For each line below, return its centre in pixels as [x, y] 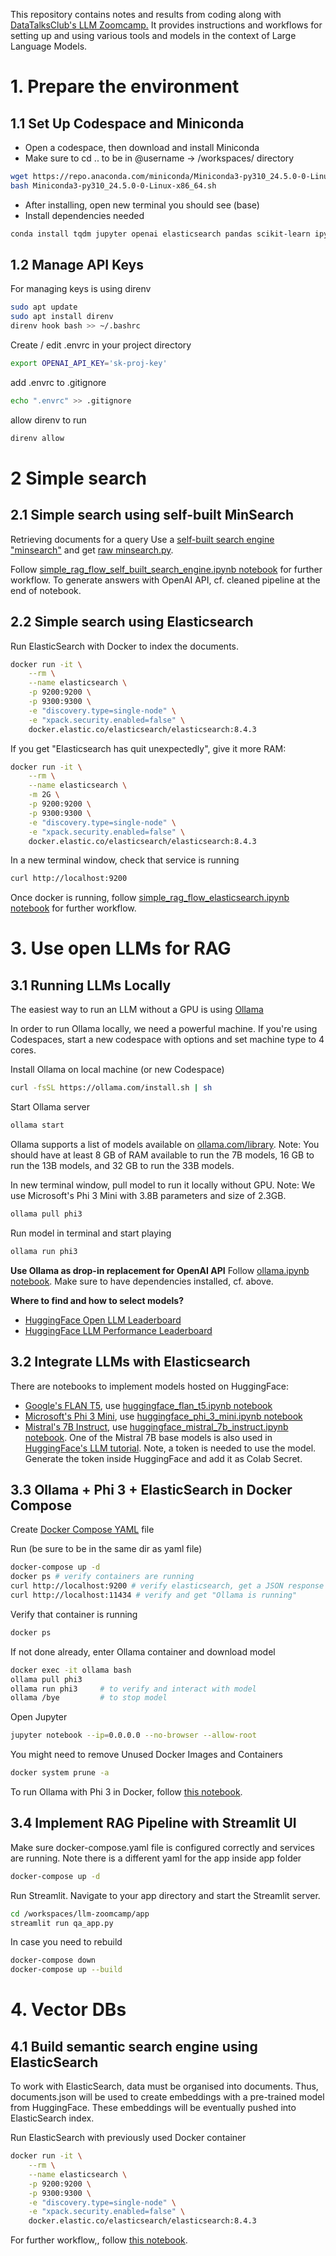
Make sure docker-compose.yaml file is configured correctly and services [162, 1847]
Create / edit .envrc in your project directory [101, 345]
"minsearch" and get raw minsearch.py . [92, 550]
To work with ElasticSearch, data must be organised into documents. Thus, [164, 2086]
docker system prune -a [60, 1773]
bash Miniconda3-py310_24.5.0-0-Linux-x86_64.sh [113, 185]
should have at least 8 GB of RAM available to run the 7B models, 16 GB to [162, 1155]
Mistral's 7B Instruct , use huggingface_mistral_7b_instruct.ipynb [156, 1426]
